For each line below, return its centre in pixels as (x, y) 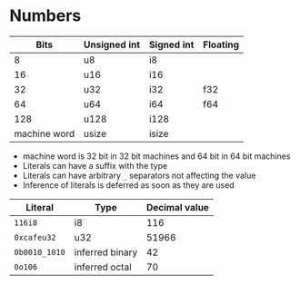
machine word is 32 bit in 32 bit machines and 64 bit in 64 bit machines (156, 156)
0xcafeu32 (35, 237)
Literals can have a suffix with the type (95, 165)
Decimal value (177, 207)
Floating (221, 44)
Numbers (45, 16)
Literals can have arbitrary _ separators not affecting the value (139, 175)
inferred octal (103, 267)
